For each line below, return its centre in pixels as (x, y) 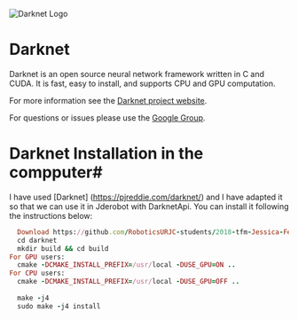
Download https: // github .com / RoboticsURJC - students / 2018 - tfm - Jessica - (150, 232)
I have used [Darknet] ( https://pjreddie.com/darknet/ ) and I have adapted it (146, 197)
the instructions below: (51, 215)
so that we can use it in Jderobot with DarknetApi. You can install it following (149, 206)
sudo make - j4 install (59, 306)
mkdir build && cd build (63, 248)
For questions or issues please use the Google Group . (107, 117)
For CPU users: (37, 273)
